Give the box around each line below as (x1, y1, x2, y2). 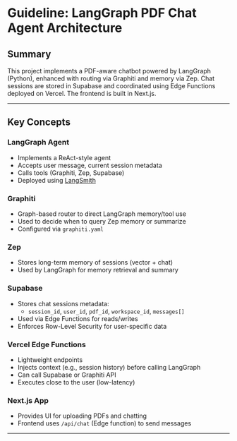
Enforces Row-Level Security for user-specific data (17, 322, 167, 330)
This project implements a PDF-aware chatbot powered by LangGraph (7, 67, 212, 75)
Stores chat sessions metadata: (17, 299, 109, 308)
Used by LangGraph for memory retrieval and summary (17, 266, 178, 274)
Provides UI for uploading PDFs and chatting (17, 411, 147, 421)
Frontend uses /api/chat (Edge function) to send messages (17, 419, 192, 428)
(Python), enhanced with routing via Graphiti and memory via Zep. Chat (7, 74, 215, 83)
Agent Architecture (7, 20, 123, 36)
